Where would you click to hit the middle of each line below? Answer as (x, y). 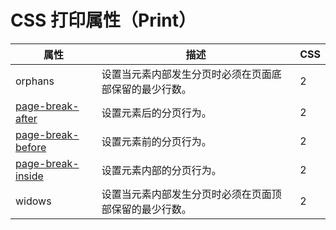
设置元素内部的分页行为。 (161, 170)
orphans (35, 81)
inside (29, 176)
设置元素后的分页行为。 (156, 113)
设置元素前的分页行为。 (156, 141)
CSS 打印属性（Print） (103, 20)
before (31, 147)
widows (33, 201)
